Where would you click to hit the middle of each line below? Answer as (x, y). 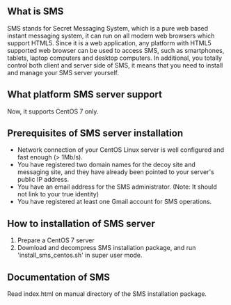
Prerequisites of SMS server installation (95, 133)
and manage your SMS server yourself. (63, 72)
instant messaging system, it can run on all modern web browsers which (111, 36)
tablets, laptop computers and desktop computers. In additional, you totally (115, 58)
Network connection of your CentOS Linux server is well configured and (121, 150)
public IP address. (43, 180)
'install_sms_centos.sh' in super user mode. (80, 255)
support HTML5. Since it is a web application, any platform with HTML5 (110, 43)
